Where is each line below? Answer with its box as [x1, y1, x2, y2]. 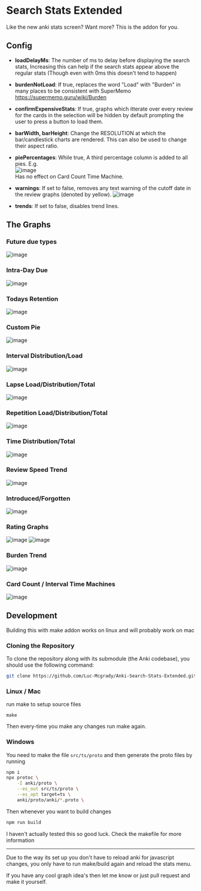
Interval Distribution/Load [6, 352, 83, 360]
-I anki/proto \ [17, 780, 58, 786]
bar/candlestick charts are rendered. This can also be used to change [14, 136, 187, 143]
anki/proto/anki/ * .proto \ [17, 797, 84, 803]
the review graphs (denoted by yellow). [14, 191, 112, 198]
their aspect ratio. [14, 142, 59, 149]
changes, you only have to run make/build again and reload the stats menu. [6, 860, 192, 867]
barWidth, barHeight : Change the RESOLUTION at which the [14, 129, 166, 136]
